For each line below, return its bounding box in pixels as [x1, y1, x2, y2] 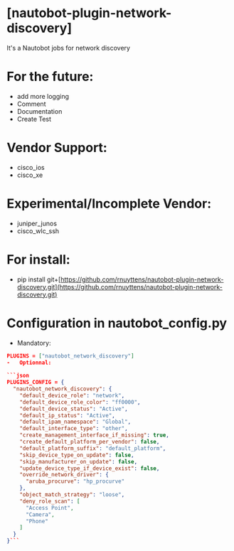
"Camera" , [25, 510, 55, 518]
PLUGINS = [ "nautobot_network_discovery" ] [6, 352, 134, 360]
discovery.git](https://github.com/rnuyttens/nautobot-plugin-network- [16, 282, 223, 291]
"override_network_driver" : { [19, 471, 110, 478]
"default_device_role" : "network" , [19, 392, 125, 399]
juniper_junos [16, 219, 58, 228]
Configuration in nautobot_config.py [6, 315, 228, 331]
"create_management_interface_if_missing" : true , [19, 432, 170, 439]
